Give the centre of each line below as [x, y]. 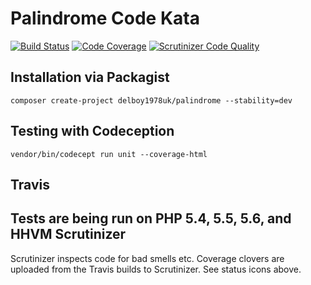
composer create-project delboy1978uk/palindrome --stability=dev [151, 100]
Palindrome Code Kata [105, 18]
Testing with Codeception [92, 131]
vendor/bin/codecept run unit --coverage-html [109, 154]
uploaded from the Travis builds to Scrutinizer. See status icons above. [156, 269]
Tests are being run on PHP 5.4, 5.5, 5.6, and [151, 218]
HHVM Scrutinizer [68, 234]
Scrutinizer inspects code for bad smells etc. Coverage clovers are [147, 258]
